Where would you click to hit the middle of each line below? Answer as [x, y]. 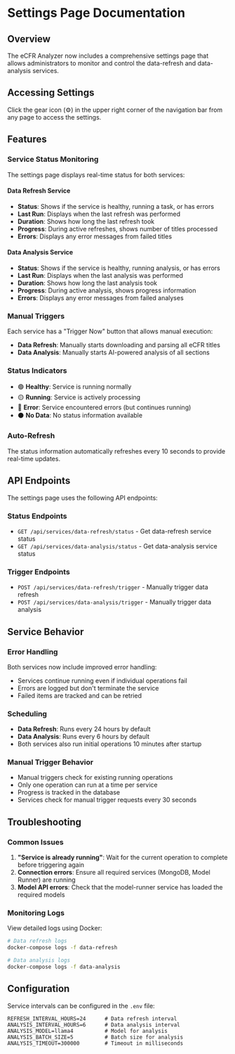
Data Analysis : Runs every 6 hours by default [83, 737]
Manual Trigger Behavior [50, 762]
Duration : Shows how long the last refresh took [86, 221]
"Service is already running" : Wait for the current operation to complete [122, 857]
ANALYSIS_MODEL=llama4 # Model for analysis [88, 1031]
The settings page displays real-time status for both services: [96, 174]
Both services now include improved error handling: [82, 667]
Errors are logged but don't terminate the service [88, 688]
